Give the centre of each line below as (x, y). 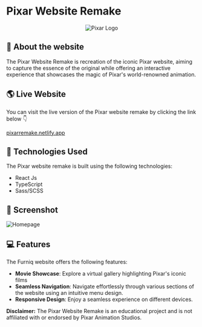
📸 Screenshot (32, 210)
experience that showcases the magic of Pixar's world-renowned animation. (101, 74)
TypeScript (29, 184)
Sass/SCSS (29, 191)
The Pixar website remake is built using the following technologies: (90, 166)
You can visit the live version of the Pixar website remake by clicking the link (101, 112)
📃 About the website (45, 47)
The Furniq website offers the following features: (67, 262)
